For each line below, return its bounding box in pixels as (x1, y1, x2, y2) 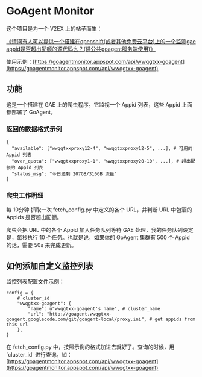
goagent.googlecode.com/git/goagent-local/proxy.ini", (6, 316, 147, 323)
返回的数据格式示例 (6, 125, 62, 133)
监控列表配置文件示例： (6, 278, 65, 285)
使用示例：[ (6, 58, 35, 65)
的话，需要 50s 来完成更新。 (6, 241, 77, 249)
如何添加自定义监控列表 (6, 261, 93, 271)
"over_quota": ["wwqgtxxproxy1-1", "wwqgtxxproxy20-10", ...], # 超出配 (11, 158, 196, 164)
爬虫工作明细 (6, 191, 44, 199)
